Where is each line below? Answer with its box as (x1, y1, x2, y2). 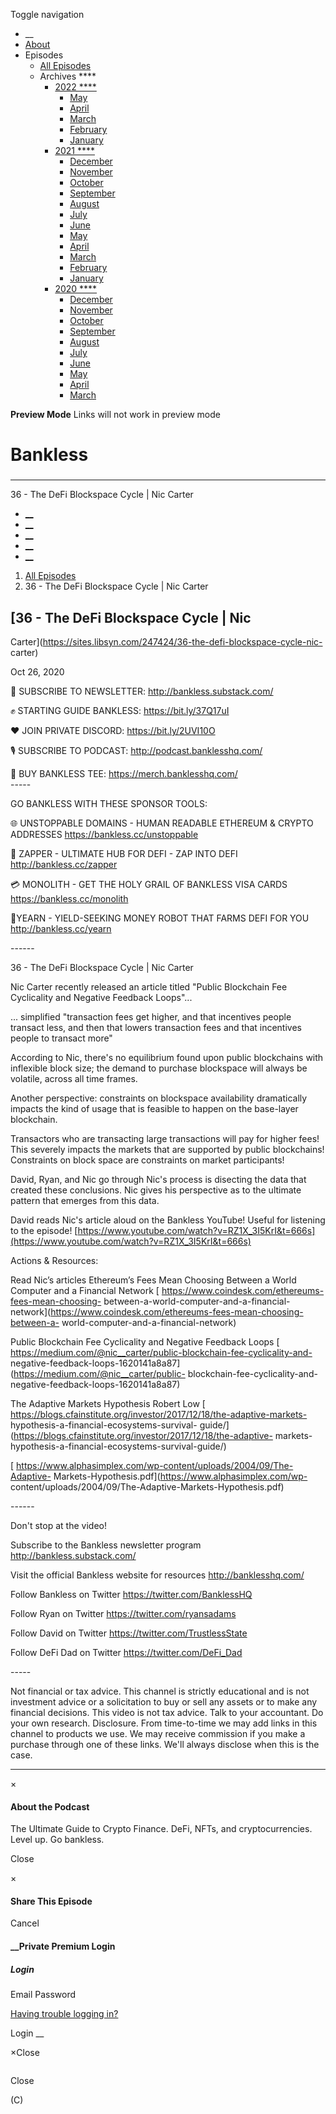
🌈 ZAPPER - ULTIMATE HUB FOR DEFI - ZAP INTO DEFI (10, 847, 238, 859)
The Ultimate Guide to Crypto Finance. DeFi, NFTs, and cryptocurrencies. (10, 1823, 313, 1835)
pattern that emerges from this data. (10, 1194, 160, 1206)
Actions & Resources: (10, 1254, 99, 1266)
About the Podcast (10, 1800, 90, 1813)
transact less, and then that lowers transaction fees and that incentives (10, 1021, 302, 1033)
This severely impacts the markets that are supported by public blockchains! (10, 1143, 325, 1155)
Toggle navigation (10, 9, 85, 20)
